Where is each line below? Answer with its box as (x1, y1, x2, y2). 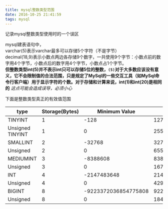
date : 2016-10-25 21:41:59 (5, 12, 61, 17)
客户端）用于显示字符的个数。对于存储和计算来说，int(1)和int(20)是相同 (13, 79, 162, 85)
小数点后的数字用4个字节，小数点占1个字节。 (34, 60, 126, 66)
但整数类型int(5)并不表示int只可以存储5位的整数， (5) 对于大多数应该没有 (5, 66, 154, 72)
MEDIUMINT (7, 155, 37, 162)
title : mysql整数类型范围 (5, 7, 55, 12)
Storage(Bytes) (41, 108, 79, 115)
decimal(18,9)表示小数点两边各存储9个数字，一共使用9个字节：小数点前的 (5, 54, 156, 60)
